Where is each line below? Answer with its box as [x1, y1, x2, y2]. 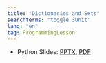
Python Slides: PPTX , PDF [17, 48, 91, 56]
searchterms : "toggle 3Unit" [7, 16, 91, 23]
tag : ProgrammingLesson [7, 29, 76, 36]
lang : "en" [7, 23, 39, 29]
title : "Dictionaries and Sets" [7, 10, 100, 17]
